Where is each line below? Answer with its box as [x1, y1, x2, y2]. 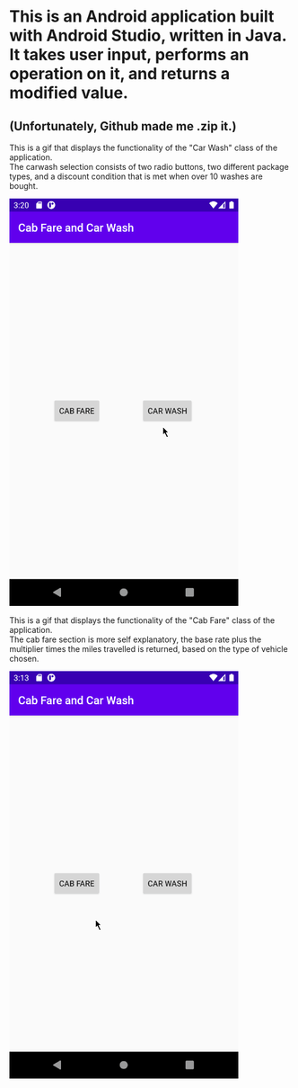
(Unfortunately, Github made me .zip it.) [9, 119, 237, 134]
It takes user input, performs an [9, 45, 250, 65]
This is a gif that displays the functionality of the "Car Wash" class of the [9, 142, 278, 153]
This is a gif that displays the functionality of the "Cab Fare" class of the [9, 615, 276, 626]
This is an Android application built [9, 6, 275, 27]
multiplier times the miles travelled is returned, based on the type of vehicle [9, 644, 289, 654]
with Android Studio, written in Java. [9, 25, 287, 46]
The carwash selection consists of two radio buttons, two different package [9, 162, 289, 172]
